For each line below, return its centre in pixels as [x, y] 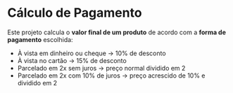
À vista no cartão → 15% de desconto [72, 60]
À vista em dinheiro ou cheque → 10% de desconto [92, 53]
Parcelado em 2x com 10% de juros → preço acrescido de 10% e [111, 76]
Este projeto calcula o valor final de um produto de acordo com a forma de [117, 32]
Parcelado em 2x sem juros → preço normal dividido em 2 [101, 68]
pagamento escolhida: [40, 39]
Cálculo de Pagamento [75, 13]
